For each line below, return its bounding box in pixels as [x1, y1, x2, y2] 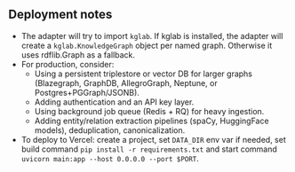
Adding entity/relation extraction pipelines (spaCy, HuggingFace [34, 115, 269, 126]
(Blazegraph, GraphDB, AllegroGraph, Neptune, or [34, 77, 219, 88]
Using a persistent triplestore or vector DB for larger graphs [34, 68, 253, 79]
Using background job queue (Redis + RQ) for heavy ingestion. [34, 106, 265, 116]
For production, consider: [20, 59, 115, 69]
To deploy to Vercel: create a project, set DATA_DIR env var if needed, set [20, 134, 286, 145]
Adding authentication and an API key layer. [34, 97, 195, 107]
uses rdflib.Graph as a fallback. [20, 49, 135, 60]
